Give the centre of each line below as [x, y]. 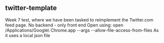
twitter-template [31, 8]
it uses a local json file [28, 35]
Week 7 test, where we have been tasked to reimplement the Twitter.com [79, 20]
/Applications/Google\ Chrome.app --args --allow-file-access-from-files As [82, 30]
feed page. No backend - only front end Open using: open [64, 25]
